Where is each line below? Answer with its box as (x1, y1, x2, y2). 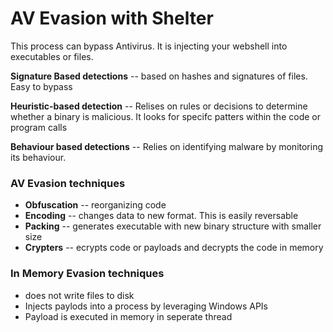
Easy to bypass (10, 80, 73, 92)
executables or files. (10, 50, 94, 62)
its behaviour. (10, 151, 67, 163)
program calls (10, 121, 68, 133)
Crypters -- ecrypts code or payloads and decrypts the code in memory (24, 242, 324, 254)
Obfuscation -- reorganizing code (24, 199, 167, 211)
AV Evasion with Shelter (10, 7, 214, 30)
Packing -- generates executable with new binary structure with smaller (24, 220, 322, 232)
